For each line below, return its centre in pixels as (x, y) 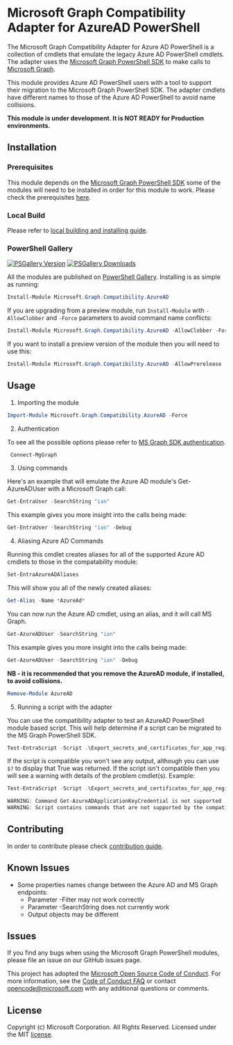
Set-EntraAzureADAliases (43, 575)
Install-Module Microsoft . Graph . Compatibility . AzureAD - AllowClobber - (113, 331)
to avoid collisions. (35, 680)
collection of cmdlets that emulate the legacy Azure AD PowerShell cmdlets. (116, 54)
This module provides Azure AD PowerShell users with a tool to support (109, 82)
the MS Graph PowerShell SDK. (52, 735)
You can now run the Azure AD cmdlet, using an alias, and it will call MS (110, 614)
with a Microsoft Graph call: (87, 489)
